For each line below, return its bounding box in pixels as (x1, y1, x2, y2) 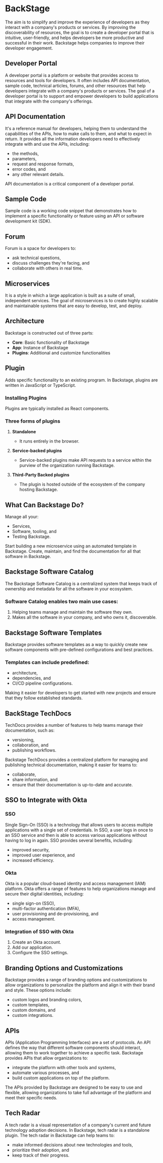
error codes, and (12, 166, 46, 172)
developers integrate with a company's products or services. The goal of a (5, 88, 155, 93)
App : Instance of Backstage (12, 344, 69, 350)
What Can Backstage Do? (5, 501, 84, 509)
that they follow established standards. (5, 695, 83, 701)
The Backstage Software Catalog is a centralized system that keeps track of (5, 581, 157, 586)
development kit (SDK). (5, 218, 52, 224)
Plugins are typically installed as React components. (5, 405, 109, 411)
